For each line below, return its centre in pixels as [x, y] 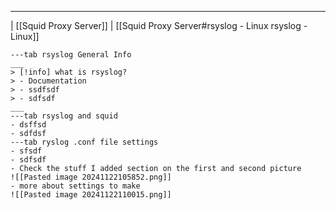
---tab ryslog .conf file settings [84, 142]
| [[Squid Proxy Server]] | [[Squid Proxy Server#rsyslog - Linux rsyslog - [159, 25]
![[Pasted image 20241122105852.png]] [91, 177]
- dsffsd [28, 125]
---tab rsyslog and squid [64, 116]
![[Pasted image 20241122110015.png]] [91, 195]
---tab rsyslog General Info [71, 55]
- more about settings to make [75, 186]
